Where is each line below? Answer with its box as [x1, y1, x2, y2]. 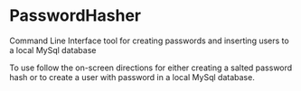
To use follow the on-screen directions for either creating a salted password [9, 62, 293, 73]
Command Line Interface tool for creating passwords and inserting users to [9, 35, 289, 46]
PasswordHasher [9, 5, 142, 26]
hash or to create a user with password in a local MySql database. [9, 71, 255, 82]
